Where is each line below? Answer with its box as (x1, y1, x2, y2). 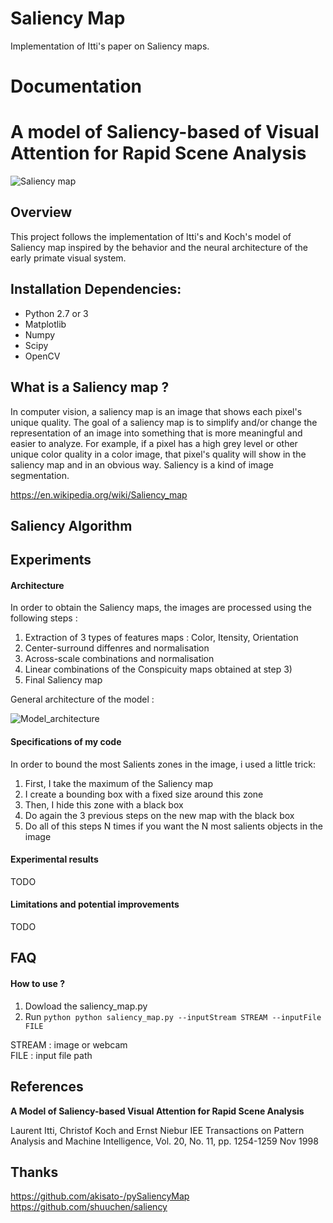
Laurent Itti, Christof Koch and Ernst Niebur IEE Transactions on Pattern (10, 1124, 305, 1136)
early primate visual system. (10, 252, 127, 264)
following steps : (10, 612, 78, 624)
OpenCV (24, 350, 61, 362)
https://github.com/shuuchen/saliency (10, 1201, 168, 1213)
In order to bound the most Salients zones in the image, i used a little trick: (10, 758, 316, 770)
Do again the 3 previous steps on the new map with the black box (24, 809, 295, 821)
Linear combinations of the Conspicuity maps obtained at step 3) (24, 663, 293, 676)
